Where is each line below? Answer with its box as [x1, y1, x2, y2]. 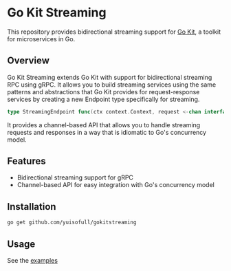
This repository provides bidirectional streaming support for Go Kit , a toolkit [7, 28, 221, 36]
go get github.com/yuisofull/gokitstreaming [7, 219, 137, 226]
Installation [7, 201, 56, 213]
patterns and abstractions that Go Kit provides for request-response [7, 87, 200, 96]
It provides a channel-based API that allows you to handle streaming [7, 120, 201, 129]
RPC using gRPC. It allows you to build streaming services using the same [7, 80, 217, 89]
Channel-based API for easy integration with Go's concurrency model [16, 181, 214, 189]
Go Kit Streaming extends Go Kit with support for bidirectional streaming [7, 73, 212, 81]
